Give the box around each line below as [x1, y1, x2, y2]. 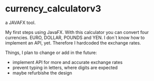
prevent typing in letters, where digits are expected [12, 64, 118, 70]
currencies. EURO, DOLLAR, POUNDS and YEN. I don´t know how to [5, 34, 145, 40]
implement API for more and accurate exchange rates [12, 59, 123, 65]
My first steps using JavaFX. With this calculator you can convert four [5, 29, 149, 35]
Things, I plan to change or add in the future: [5, 49, 97, 55]
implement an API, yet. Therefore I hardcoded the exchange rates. [5, 39, 141, 45]
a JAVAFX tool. [5, 19, 36, 25]
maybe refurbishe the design [12, 69, 72, 75]
